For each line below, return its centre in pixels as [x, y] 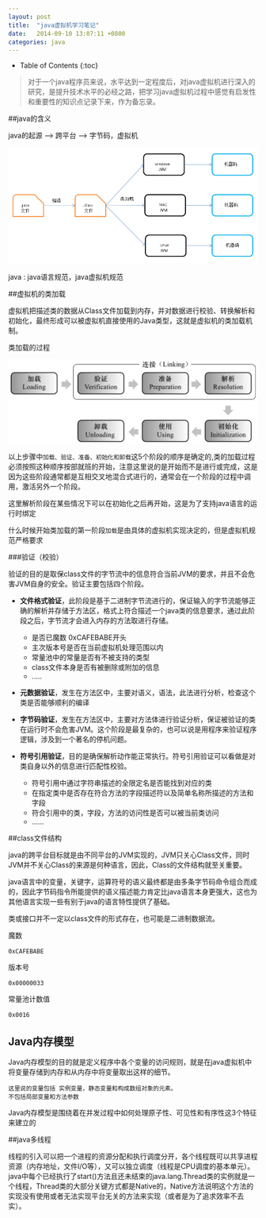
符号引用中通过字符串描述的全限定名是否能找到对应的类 [122, 783]
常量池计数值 [29, 999]
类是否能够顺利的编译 [54, 702]
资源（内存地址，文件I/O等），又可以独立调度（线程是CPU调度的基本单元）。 [131, 1166]
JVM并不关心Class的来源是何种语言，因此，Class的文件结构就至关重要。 [127, 865]
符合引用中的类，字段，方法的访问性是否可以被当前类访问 [125, 813]
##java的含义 [30, 118]
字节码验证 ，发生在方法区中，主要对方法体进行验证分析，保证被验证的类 [137, 720]
